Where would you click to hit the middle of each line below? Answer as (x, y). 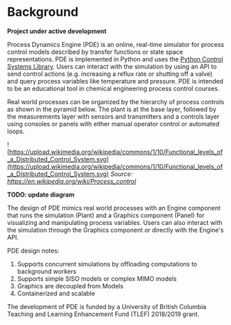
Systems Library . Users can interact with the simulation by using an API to (112, 66)
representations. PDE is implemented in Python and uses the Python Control (115, 59)
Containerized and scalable (56, 293)
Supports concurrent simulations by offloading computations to (107, 264)
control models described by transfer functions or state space (95, 52)
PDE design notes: (33, 250)
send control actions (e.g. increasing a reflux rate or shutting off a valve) (110, 74)
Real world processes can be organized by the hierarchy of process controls (116, 101)
